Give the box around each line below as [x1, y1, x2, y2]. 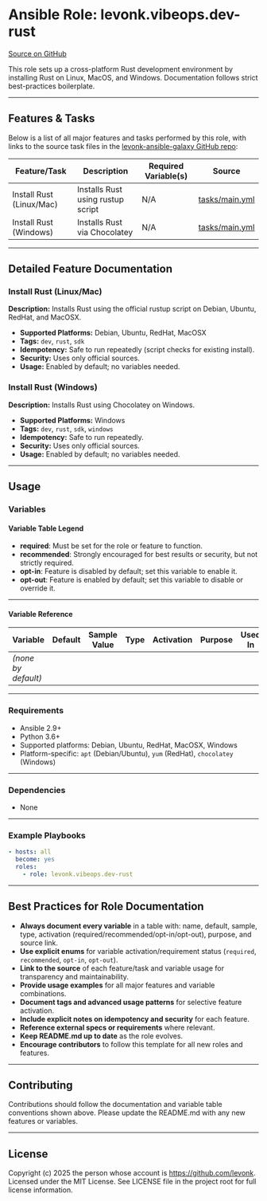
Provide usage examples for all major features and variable [19, 980, 215, 990]
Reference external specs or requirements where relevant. [19, 1022, 215, 1032]
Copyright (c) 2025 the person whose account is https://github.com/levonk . [8, 1168, 256, 1178]
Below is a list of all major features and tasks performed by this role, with [8, 133, 246, 143]
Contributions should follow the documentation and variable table [8, 1100, 222, 1109]
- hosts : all [8, 848, 52, 856]
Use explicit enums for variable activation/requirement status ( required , [19, 946, 257, 956]
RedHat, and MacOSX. [8, 312, 82, 322]
